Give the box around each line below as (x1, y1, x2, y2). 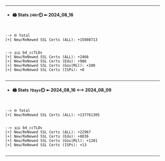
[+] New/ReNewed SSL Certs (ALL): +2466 (5, 54, 89, 59)
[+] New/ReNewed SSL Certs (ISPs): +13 (5, 143, 87, 148)
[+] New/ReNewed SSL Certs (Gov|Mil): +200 (5, 63, 96, 68)
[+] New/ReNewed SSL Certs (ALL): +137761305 (5, 112, 100, 118)
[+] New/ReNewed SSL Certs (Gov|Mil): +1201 (5, 138, 98, 143)
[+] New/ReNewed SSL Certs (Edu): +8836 (5, 134, 89, 139)
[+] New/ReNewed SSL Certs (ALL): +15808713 (5, 37, 98, 42)
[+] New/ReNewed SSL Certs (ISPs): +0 (5, 67, 84, 73)
